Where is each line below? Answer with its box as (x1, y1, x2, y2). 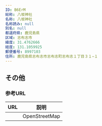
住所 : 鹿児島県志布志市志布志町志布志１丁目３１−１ (5, 53, 98, 59)
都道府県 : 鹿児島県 (5, 30, 40, 35)
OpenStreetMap (22, 113, 60, 120)
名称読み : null (5, 21, 34, 26)
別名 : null (5, 26, 27, 31)
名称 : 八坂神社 (5, 16, 33, 21)
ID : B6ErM (5, 7, 26, 12)
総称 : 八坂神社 (5, 12, 33, 17)
